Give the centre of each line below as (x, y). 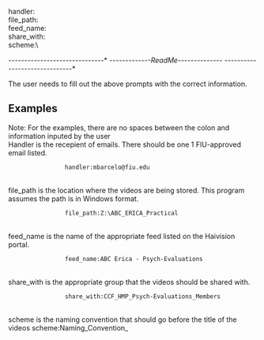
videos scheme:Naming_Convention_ (68, 327)
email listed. (28, 152)
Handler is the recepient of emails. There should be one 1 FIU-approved (125, 144)
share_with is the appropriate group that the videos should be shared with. (129, 282)
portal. (19, 245)
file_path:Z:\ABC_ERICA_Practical (121, 213)
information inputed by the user (59, 136)
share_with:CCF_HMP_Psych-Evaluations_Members (143, 296)
